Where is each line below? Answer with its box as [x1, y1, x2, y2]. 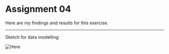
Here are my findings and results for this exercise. [5, 20, 109, 26]
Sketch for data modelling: [5, 34, 60, 40]
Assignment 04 [5, 3, 71, 15]
